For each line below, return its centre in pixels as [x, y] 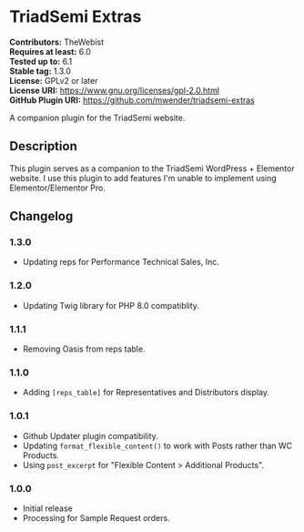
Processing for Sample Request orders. [96, 517]
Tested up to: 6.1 [41, 61]
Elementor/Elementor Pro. [58, 188]
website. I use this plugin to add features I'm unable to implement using [143, 178]
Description [43, 146]
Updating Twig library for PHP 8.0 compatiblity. [111, 305]
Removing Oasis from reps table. [84, 349]
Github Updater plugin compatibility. [91, 435]
